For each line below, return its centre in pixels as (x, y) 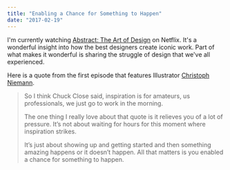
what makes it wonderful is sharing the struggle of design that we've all (109, 54)
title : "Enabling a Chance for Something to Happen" (85, 13)
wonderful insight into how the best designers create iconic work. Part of (111, 47)
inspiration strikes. (50, 131)
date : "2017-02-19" (35, 20)
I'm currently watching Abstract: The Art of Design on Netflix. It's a (102, 39)
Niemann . (21, 82)
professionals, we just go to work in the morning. (94, 103)
